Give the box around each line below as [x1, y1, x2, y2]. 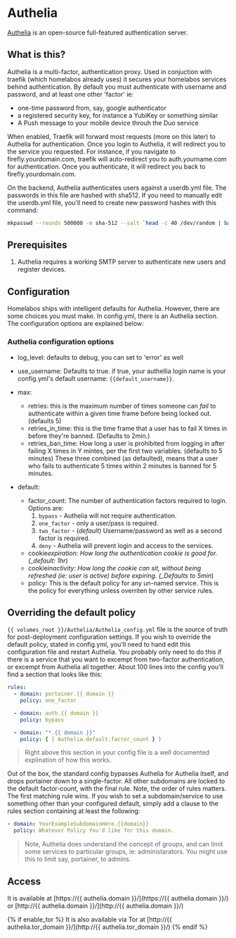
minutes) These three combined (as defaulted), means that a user [27, 453, 218, 463]
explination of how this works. [24, 756, 112, 765]
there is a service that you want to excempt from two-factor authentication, [7, 655, 225, 664]
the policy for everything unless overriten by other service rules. [27, 586, 214, 595]
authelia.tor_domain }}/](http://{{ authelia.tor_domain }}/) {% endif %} [7, 922, 209, 932]
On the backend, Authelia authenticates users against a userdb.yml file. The [7, 183, 227, 192]
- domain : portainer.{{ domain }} [13, 690, 114, 698]
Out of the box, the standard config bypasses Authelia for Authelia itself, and [7, 769, 229, 778]
